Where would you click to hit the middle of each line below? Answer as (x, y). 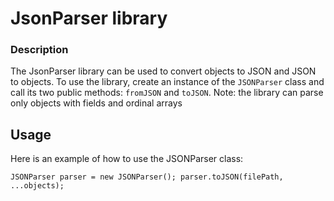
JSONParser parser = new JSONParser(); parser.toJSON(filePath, (147, 177)
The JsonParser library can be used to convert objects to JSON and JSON (163, 71)
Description (39, 50)
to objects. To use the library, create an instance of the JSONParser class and (167, 82)
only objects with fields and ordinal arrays (96, 103)
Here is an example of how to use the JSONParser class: (127, 159)
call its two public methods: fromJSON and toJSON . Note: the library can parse (167, 93)
